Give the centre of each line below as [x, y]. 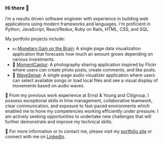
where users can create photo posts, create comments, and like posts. [84, 70]
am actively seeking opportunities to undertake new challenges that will [78, 117]
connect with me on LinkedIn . [35, 137]
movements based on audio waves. [49, 86]
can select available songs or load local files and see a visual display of [85, 80]
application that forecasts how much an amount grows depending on [82, 54]
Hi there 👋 [17, 8]
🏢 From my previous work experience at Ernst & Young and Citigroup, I [77, 95]
